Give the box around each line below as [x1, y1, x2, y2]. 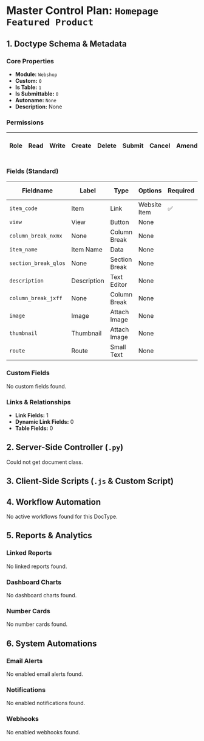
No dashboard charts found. [6, 592, 77, 599]
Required [168, 186, 195, 195]
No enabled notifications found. [6, 700, 86, 707]
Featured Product [6, 16, 94, 28]
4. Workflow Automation [6, 497, 101, 507]
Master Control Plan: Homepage [6, 4, 159, 18]
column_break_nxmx [9, 233, 63, 239]
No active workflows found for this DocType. [6, 513, 118, 521]
